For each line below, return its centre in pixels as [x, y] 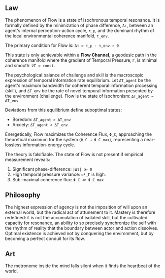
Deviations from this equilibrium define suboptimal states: [64, 110]
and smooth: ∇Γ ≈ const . [30, 65]
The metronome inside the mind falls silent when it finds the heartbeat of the [83, 266]
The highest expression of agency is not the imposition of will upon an [76, 207]
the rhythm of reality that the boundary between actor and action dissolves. [82, 228]
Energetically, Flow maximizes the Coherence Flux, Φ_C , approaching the [79, 134]
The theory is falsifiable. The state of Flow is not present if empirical [74, 154]
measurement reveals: [28, 159]
